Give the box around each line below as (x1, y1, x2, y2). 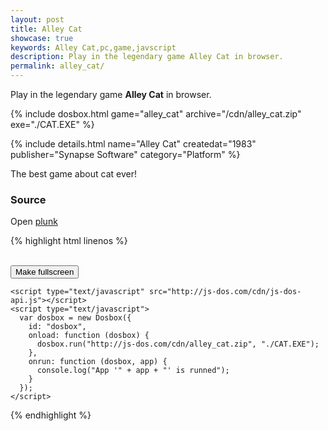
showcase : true (10, 33, 74, 43)
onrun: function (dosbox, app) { (28, 357, 168, 367)
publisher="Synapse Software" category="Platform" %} (10, 149, 241, 160)
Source (10, 192, 47, 206)
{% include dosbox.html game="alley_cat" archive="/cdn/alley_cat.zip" (10, 108, 302, 120)
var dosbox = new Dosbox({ (19, 313, 132, 323)
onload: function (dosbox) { (28, 331, 150, 341)
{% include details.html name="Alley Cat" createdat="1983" (10, 138, 257, 150)
